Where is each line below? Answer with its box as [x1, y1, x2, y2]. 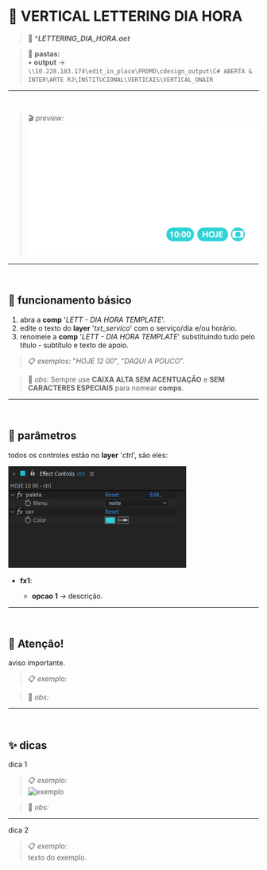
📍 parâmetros [8, 429, 77, 443]
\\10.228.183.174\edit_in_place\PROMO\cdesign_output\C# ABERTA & [27, 67, 253, 75]
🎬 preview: [27, 113, 64, 123]
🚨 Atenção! [8, 637, 64, 651]
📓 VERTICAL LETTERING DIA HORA [8, 7, 243, 25]
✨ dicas [8, 739, 48, 752]
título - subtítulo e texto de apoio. [19, 340, 129, 350]
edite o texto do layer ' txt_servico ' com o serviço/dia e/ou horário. [19, 323, 238, 333]
